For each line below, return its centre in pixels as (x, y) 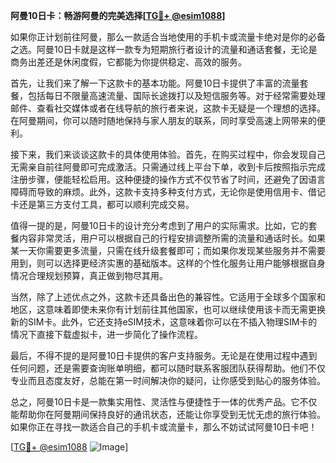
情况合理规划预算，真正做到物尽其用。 (89, 275)
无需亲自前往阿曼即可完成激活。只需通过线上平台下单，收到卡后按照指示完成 (168, 167)
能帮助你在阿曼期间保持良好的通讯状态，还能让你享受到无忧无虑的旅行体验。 (168, 414)
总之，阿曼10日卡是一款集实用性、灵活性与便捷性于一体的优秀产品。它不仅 (164, 402)
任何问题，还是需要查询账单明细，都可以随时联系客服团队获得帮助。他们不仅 (168, 368)
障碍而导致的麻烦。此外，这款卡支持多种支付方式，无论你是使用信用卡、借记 (168, 192)
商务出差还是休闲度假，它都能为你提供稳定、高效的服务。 (128, 62)
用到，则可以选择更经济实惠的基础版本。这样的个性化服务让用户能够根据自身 (168, 263)
